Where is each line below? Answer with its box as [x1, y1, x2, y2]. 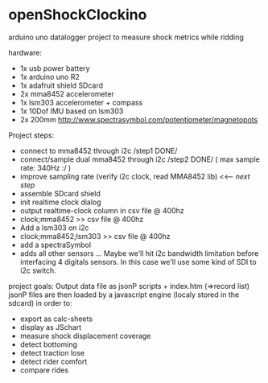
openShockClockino [8, 6, 147, 24]
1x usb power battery [19, 63, 90, 73]
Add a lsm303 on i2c [19, 223, 89, 233]
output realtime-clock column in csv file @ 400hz [19, 205, 185, 215]
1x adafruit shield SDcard [19, 80, 103, 90]
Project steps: [8, 130, 55, 140]
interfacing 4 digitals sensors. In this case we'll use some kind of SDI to [19, 257, 257, 266]
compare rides [19, 364, 69, 375]
